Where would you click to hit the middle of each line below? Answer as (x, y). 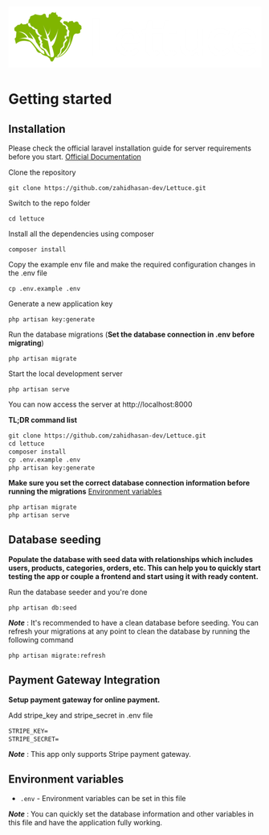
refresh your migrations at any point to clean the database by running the (129, 631)
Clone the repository (42, 172)
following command (41, 639)
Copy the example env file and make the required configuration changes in (132, 265)
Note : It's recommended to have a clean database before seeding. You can (134, 622)
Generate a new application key (61, 304)
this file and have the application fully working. (86, 823)
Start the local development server (65, 374)
